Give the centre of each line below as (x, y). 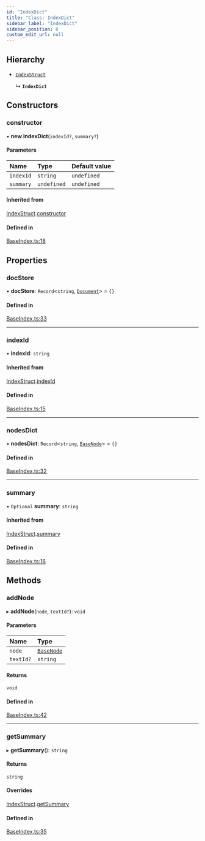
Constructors (32, 106)
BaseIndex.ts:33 (27, 319)
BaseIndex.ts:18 (26, 241)
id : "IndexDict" (27, 12)
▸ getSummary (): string (37, 750)
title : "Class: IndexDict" (41, 18)
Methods (24, 581)
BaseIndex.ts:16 (26, 561)
